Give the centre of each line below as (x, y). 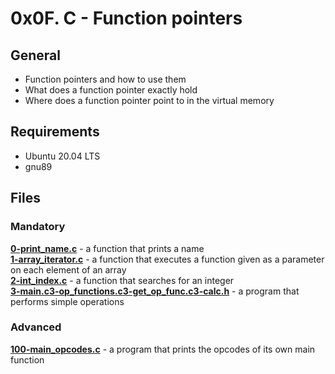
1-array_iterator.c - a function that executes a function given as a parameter (167, 259)
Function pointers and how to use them (105, 79)
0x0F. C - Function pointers (126, 18)
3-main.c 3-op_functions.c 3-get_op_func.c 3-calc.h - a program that (155, 291)
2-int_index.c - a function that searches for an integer (122, 280)
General (36, 55)
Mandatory (38, 227)
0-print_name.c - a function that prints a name (107, 248)
